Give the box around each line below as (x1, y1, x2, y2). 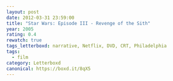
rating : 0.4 (6, 32, 36, 38)
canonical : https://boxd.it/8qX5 (6, 65, 91, 72)
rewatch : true (6, 37, 42, 43)
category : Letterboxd (6, 60, 61, 66)
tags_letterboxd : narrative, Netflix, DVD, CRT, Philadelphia (6, 43, 167, 49)
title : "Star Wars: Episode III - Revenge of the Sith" (6, 20, 151, 26)
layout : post (6, 9, 39, 15)
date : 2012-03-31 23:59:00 (6, 15, 75, 21)
